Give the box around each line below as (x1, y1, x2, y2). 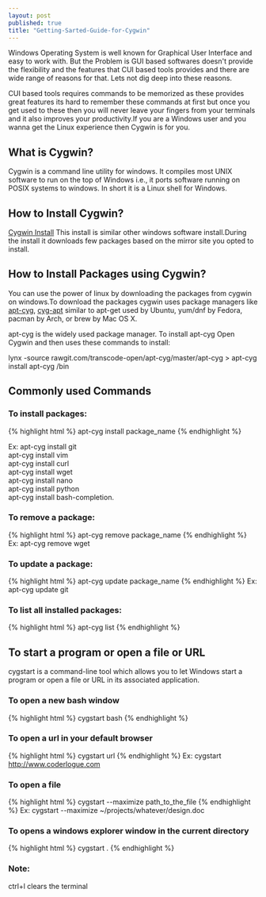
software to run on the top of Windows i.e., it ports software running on (8, 175, 241, 185)
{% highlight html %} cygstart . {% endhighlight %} (8, 843, 175, 853)
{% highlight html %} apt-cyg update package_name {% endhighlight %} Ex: (8, 576, 257, 586)
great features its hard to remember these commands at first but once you (8, 97, 251, 107)
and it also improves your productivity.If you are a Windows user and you (8, 114, 247, 124)
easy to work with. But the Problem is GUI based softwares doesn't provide (8, 56, 253, 66)
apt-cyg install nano (8, 475, 74, 485)
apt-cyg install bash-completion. (8, 492, 115, 502)
